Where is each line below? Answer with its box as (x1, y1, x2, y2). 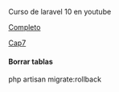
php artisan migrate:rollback (8, 74, 102, 84)
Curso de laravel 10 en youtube (8, 7, 112, 16)
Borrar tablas (8, 56, 54, 66)
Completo (8, 23, 41, 31)
